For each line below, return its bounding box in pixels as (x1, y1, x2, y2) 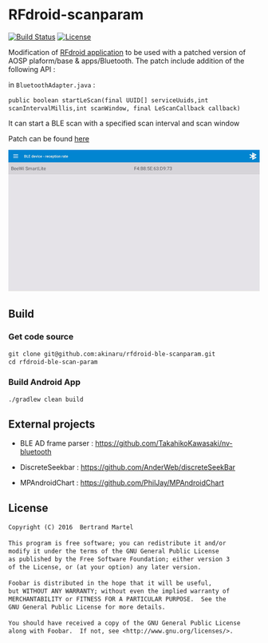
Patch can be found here (8, 133, 90, 143)
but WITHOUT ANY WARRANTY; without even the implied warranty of (8, 587, 230, 596)
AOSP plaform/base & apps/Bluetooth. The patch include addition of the (8, 56, 245, 65)
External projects (8, 417, 96, 431)
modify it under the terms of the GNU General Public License (8, 547, 219, 556)
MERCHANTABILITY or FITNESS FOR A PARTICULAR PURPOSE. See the (8, 595, 227, 604)
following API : (8, 64, 56, 73)
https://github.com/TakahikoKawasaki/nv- (95, 439, 233, 448)
